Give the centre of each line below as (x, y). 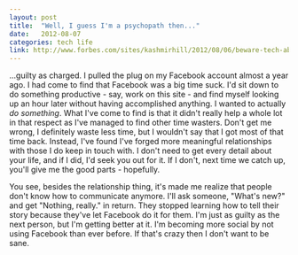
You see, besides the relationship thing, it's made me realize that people (141, 187)
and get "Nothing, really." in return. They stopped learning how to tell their (144, 205)
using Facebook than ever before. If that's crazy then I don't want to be (139, 234)
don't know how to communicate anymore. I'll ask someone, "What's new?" (147, 197)
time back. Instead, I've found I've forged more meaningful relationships (141, 142)
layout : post (33, 17)
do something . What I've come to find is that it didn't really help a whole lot (146, 113)
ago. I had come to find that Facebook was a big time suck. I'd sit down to (144, 85)
